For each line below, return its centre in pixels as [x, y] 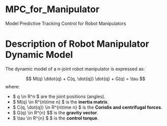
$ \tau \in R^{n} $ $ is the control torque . [55, 118]
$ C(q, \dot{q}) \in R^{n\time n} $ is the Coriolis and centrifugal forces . [87, 107]
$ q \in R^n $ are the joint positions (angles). [59, 96]
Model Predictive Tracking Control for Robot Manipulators [66, 23]
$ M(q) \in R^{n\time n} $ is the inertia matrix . [61, 102]
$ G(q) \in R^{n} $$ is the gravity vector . [55, 112]
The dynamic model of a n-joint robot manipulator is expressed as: [75, 69]
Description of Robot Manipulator [77, 44]
